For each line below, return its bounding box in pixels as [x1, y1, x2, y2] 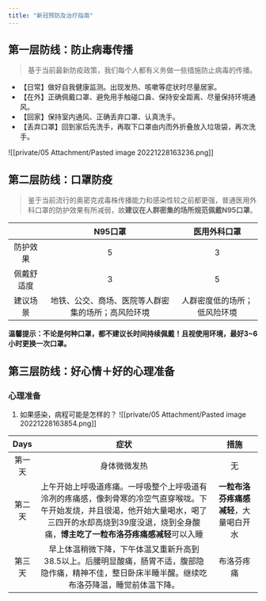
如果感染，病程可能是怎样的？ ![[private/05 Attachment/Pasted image [19, 410, 247, 419]
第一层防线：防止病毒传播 [8, 43, 133, 56]
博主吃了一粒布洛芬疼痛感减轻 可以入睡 [60, 529, 203, 540]
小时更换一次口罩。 [8, 339, 71, 349]
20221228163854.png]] [19, 418, 97, 428]
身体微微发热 [100, 460, 148, 471]
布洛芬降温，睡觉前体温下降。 [68, 579, 180, 590]
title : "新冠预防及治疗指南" [8, 11, 93, 20]
